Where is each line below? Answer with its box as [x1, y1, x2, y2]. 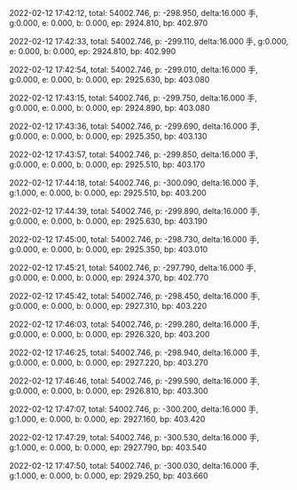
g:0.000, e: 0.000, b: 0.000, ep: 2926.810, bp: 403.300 [9, 385, 208, 396]
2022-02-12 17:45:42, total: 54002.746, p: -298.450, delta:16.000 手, [9, 291, 261, 301]
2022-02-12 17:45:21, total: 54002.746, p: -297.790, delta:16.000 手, [9, 263, 257, 273]
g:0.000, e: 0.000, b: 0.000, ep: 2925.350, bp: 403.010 [9, 244, 208, 255]
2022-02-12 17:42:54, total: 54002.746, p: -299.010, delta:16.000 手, [9, 65, 259, 75]
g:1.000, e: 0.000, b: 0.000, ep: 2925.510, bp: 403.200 [9, 187, 207, 198]
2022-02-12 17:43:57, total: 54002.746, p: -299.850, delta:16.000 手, [9, 149, 259, 160]
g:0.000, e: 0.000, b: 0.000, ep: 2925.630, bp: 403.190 [9, 216, 208, 226]
